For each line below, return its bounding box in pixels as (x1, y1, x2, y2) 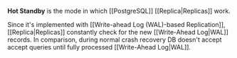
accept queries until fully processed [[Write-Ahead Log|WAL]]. (7, 43, 191, 51)
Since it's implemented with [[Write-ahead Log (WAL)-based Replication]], (7, 21, 226, 28)
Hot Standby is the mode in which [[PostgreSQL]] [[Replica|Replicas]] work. (7, 7, 231, 15)
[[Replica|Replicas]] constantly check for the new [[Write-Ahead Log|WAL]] (7, 28, 229, 36)
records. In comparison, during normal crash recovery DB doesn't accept (7, 35, 222, 44)
